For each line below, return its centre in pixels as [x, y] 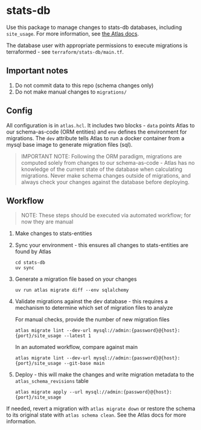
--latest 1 [78, 336]
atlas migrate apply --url [49, 392]
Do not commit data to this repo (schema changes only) [84, 85]
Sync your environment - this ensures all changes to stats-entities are [102, 245]
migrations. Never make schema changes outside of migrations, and [106, 175]
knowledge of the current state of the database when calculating [102, 169]
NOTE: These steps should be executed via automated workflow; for [106, 216]
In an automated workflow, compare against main [76, 347]
